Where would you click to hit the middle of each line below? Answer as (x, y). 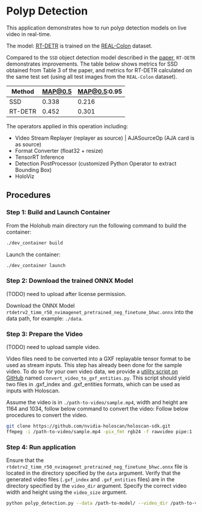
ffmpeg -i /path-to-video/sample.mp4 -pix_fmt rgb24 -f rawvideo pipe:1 (99, 431)
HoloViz (25, 176)
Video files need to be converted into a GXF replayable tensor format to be (99, 359)
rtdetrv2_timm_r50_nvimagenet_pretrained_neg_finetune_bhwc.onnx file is (97, 467)
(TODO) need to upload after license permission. (66, 294)
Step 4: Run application (41, 447)
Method (23, 91)
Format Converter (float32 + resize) (59, 150)
